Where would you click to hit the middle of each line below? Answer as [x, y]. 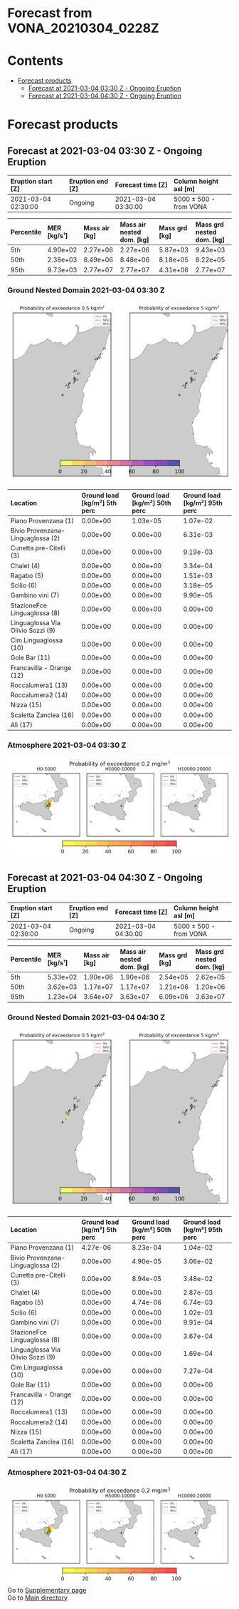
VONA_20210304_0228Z [83, 28]
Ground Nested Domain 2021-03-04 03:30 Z [86, 290]
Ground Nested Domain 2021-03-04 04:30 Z [86, 1017]
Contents [36, 61]
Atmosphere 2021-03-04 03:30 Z [67, 745]
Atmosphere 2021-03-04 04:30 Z [67, 1472]
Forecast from [50, 13]
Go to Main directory [38, 1598]
